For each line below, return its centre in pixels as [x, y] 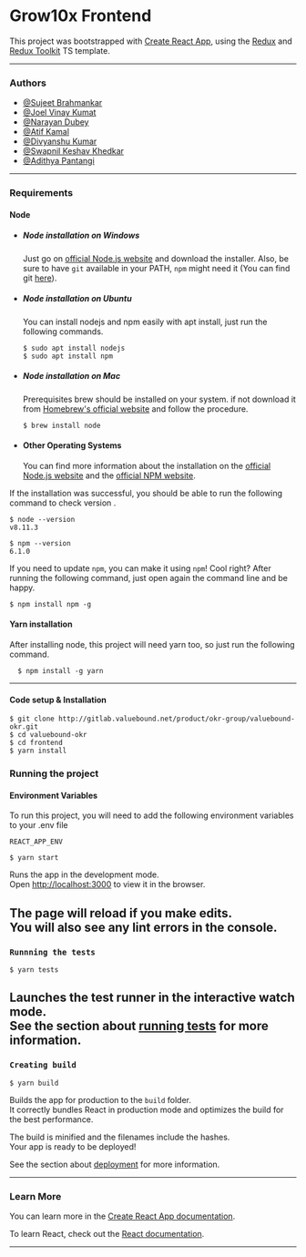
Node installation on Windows [81, 235]
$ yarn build [34, 1083]
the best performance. [51, 1119]
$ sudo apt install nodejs [74, 348]
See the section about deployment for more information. [115, 1164]
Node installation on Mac [71, 376]
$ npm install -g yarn [61, 671]
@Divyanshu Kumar [60, 141]
